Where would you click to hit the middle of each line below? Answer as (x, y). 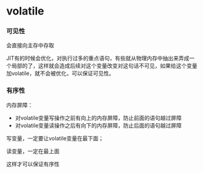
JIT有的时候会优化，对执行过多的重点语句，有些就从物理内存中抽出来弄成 (98, 58)
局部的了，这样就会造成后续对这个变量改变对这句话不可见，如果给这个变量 (104, 66)
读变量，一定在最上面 (33, 151)
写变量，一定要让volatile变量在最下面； (55, 138)
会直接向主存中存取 (30, 45)
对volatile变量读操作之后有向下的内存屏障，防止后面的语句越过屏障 (98, 125)
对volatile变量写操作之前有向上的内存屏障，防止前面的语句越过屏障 (98, 118)
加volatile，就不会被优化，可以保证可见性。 (60, 73)
